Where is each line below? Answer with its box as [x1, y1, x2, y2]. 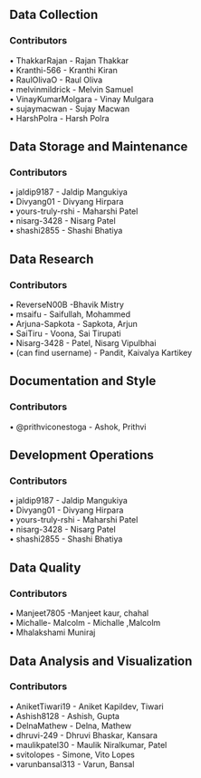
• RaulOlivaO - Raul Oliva [9, 74, 103, 85]
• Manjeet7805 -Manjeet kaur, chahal [9, 608, 149, 619]
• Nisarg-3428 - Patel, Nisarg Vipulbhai [9, 338, 157, 349]
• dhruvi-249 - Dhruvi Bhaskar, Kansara [9, 729, 158, 741]
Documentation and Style [9, 373, 157, 389]
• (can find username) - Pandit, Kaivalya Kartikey [9, 348, 193, 359]
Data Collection [9, 7, 99, 23]
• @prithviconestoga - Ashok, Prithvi [9, 421, 147, 432]
